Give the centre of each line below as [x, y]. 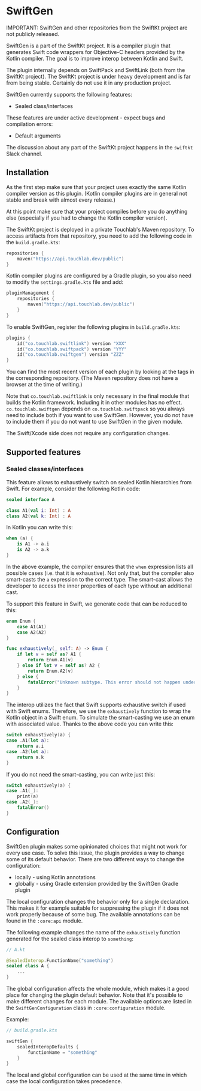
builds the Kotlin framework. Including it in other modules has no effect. [94, 403]
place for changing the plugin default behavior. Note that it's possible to [95, 995]
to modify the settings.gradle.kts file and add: [65, 282]
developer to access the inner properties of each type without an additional [99, 586]
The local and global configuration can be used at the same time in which [97, 1075]
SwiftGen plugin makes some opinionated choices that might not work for [97, 846]
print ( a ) [28, 796]
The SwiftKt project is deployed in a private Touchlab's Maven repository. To [100, 229]
